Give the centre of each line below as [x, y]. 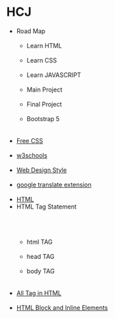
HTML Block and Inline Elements [62, 308]
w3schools [32, 155]
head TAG [41, 256]
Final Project [44, 104]
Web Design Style [41, 170]
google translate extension [54, 184]
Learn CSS [42, 60]
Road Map [31, 31]
